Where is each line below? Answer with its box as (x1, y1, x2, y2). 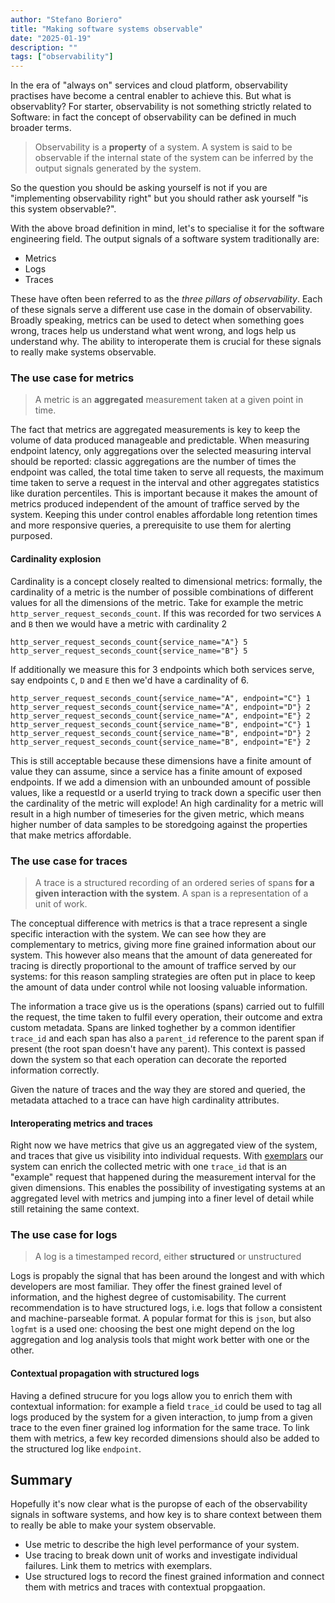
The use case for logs (10, 1228, 118, 1242)
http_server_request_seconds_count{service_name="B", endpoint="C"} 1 (10, 719, 311, 730)
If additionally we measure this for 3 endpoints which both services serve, (10, 663, 315, 675)
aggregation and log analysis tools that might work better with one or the (10, 1334, 310, 1346)
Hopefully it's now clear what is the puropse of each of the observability (10, 1498, 308, 1510)
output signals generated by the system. (34, 162, 202, 175)
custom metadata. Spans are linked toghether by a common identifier (10, 1021, 296, 1033)
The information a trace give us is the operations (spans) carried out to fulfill (10, 1000, 325, 1012)
